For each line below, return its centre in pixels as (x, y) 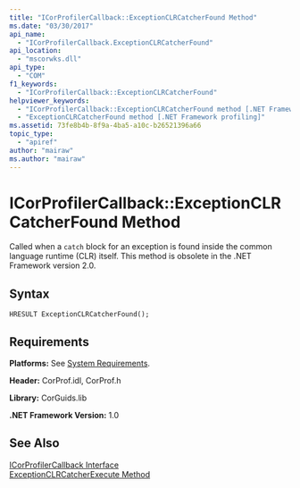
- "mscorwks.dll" (50, 59)
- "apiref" (37, 142)
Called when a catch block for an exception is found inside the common (141, 247)
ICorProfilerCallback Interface (64, 465)
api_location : (36, 51)
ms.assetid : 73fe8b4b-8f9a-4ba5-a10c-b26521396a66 (105, 126)
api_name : (28, 34)
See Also (34, 443)
